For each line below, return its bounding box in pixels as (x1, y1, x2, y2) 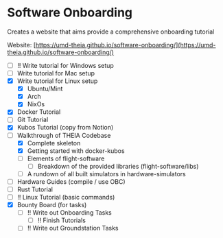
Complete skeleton (27, 139, 81, 147)
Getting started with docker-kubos (27, 146, 125, 155)
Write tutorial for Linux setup (16, 77, 98, 85)
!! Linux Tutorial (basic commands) (16, 193, 115, 201)
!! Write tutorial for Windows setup (16, 61, 115, 69)
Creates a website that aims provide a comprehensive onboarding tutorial (7, 27, 215, 36)
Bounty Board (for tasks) (16, 201, 87, 209)
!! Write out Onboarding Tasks (27, 209, 112, 217)
